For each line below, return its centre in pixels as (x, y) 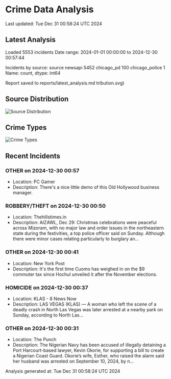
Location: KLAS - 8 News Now (44, 298)
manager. (23, 193)
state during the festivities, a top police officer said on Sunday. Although (89, 233)
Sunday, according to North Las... (48, 315)
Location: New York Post (39, 263)
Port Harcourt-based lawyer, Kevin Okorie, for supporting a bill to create (88, 350)
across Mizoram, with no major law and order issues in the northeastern (88, 228)
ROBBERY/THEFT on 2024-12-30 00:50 (56, 206)
